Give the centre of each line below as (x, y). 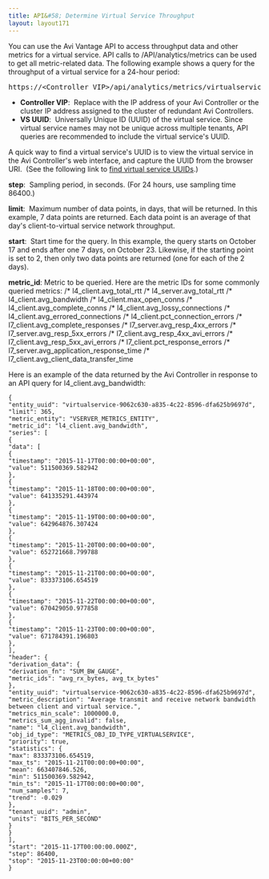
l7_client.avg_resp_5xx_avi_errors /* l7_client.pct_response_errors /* (119, 342)
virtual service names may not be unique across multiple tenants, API (134, 128)
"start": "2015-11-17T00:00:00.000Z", (73, 847)
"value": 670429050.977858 (53, 608)
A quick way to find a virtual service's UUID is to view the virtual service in (131, 152)
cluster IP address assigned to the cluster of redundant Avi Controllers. (137, 111)
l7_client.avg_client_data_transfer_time (71, 358)
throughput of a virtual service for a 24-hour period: (94, 71)
